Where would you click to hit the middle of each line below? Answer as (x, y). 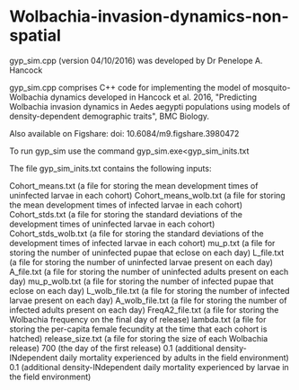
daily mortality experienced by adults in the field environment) (174, 358)
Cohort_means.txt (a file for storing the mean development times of (134, 185)
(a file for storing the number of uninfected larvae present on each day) (141, 261)
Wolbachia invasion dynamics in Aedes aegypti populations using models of (150, 106)
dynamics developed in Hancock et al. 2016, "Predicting (154, 97)
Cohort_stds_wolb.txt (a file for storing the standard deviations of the (136, 233)
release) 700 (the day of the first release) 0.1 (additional (112, 348)
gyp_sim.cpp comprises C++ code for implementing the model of (130, 87)
